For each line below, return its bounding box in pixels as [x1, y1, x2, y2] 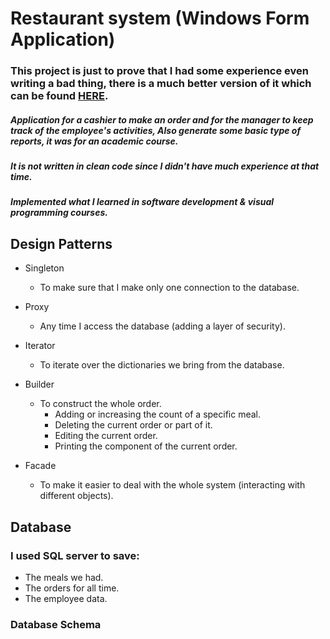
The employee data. [24, 592, 108, 604]
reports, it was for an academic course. [10, 135, 179, 147]
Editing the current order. [54, 430, 158, 442]
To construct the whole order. [39, 398, 162, 410]
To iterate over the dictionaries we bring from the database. [39, 359, 285, 371]
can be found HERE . [10, 89, 109, 103]
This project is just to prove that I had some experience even [10, 64, 310, 78]
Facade [24, 460, 57, 472]
